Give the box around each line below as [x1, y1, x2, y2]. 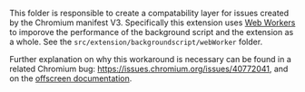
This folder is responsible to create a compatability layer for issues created [9, 8, 290, 18]
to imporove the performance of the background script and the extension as [9, 27, 294, 37]
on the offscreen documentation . [9, 73, 133, 84]
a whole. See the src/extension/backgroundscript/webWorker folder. [9, 36, 263, 47]
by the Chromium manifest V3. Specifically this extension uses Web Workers [9, 17, 296, 28]
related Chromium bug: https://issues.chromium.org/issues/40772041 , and [9, 63, 289, 74]
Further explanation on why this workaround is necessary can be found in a [9, 54, 292, 64]
